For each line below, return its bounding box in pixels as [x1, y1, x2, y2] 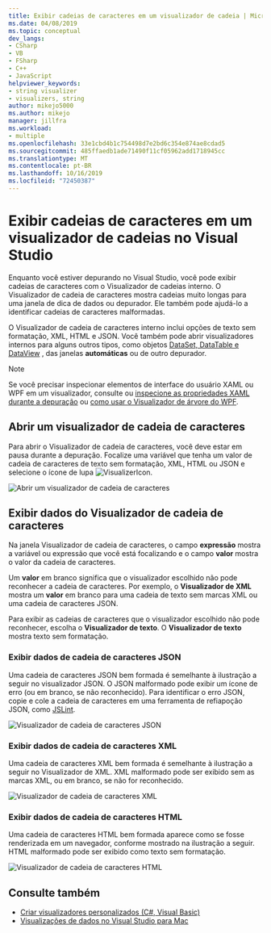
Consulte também [8, 885, 101, 900]
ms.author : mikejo [8, 110, 70, 118]
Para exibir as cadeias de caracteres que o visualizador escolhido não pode [8, 614, 261, 624]
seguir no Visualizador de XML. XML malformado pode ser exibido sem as [8, 768, 255, 777]
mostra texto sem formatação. [8, 631, 109, 642]
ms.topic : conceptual [8, 27, 81, 35]
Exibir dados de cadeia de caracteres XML [8, 740, 177, 751]
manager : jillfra [8, 117, 67, 125]
